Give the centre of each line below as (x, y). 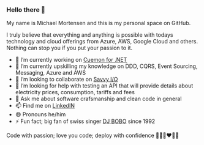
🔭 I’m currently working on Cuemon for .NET (71, 60)
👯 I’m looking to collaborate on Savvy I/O (66, 80)
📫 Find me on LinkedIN (45, 106)
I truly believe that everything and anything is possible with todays (90, 35)
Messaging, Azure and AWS (51, 73)
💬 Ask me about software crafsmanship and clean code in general (98, 99)
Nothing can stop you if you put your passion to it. (70, 48)
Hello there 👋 (26, 10)
